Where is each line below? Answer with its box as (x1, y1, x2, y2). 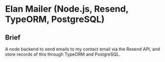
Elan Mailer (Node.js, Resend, (5, 3, 128, 15)
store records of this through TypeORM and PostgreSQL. (5, 51, 121, 57)
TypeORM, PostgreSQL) (5, 14, 105, 25)
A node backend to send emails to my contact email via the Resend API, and (5, 46, 161, 52)
